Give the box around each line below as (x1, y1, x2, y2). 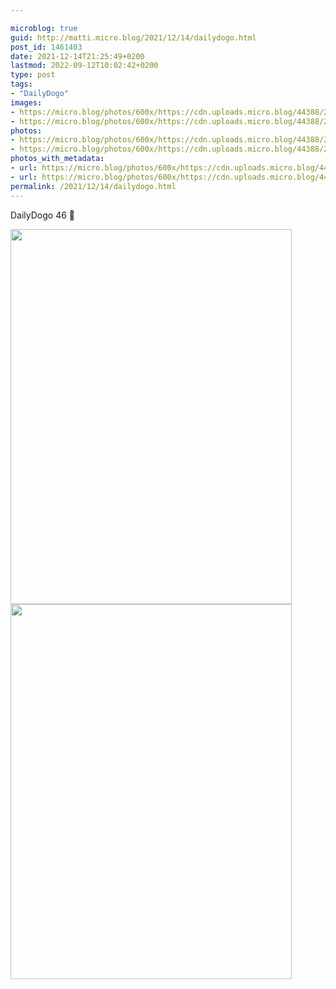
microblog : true (10, 23, 78, 33)
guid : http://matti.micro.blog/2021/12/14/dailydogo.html (10, 32, 257, 43)
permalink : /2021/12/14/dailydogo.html (10, 181, 177, 191)
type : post (10, 70, 56, 80)
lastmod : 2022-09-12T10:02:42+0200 (10, 61, 159, 71)
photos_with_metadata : (10, 154, 105, 164)
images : (10, 97, 43, 108)
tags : (10, 79, 33, 90)
